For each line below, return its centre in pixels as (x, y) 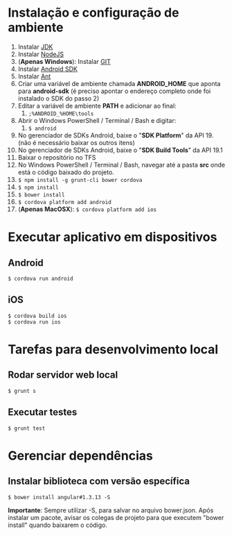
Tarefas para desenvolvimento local (113, 349)
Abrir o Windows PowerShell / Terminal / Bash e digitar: (97, 120)
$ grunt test (27, 428)
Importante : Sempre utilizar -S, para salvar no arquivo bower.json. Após (111, 510)
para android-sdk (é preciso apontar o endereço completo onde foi (114, 91)
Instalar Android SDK (48, 69)
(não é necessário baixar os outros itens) (77, 142)
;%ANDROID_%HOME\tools (61, 114)
